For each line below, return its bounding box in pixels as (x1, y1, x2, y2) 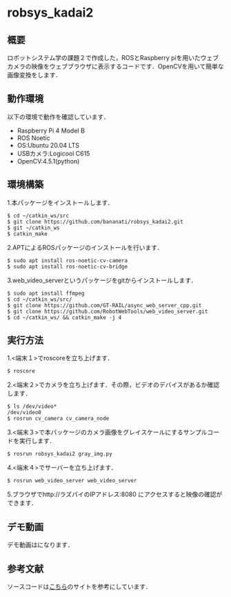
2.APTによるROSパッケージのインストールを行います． (7, 243, 163, 251)
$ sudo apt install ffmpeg (7, 290, 85, 297)
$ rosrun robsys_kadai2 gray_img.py (7, 451, 112, 458)
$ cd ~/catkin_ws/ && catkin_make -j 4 (7, 314, 122, 321)
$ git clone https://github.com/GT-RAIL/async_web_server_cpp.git (7, 302, 202, 309)
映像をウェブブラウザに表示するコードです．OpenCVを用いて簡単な (30, 62, 224, 70)
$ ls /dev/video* (7, 403, 57, 410)
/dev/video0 (7, 409, 41, 416)
